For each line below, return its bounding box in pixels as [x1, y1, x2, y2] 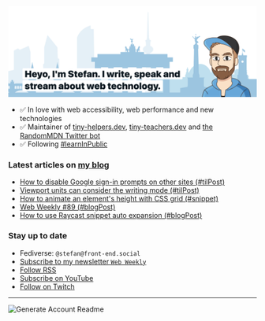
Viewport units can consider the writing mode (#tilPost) [19, 186, 200, 195]
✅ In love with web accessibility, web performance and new [19, 105, 215, 115]
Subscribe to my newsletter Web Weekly [19, 256, 147, 266]
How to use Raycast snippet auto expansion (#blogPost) [19, 211, 203, 220]
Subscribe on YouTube [19, 273, 94, 282]
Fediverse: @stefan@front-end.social [19, 248, 140, 257]
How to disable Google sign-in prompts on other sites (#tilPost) [19, 177, 225, 186]
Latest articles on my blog [8, 160, 110, 170]
